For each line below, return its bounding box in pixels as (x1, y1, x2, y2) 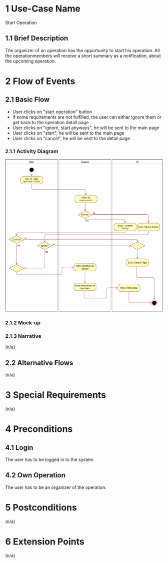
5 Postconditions (5, 502, 77, 513)
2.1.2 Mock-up (5, 319, 41, 326)
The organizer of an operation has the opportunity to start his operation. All (5, 47, 160, 53)
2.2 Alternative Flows (5, 358, 73, 367)
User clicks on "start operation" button (12, 109, 92, 115)
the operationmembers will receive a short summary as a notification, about (5, 53, 161, 59)
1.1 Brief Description (5, 34, 68, 43)
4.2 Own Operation (5, 471, 66, 479)
